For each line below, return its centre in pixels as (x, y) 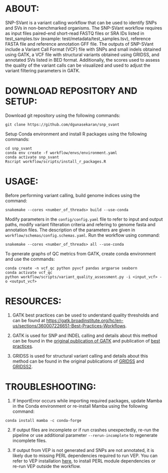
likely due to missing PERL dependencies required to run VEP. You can (85, 455)
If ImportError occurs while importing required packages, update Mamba (87, 401)
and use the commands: (30, 259)
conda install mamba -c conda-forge (43, 420)
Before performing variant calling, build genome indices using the (72, 195)
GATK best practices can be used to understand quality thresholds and (85, 315)
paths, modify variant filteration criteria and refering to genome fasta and (80, 224)
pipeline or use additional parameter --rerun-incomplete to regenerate (85, 435)
